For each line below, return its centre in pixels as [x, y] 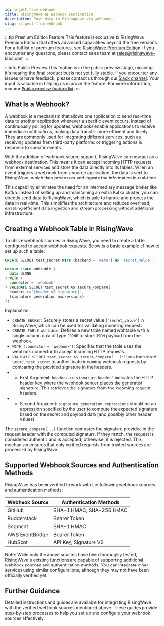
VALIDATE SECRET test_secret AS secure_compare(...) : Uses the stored [84, 357]
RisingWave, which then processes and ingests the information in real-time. [81, 178]
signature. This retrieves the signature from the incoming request [85, 388]
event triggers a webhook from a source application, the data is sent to [77, 173]
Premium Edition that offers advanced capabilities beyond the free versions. [82, 43]
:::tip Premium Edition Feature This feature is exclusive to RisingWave [75, 37]
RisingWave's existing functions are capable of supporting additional [74, 560]
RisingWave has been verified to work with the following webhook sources [80, 484]
